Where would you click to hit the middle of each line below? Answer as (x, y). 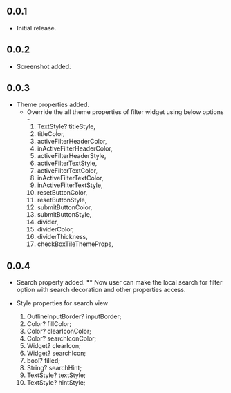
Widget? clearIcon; (54, 346)
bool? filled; (43, 361)
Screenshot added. (44, 66)
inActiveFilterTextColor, (70, 178)
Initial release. (36, 28)
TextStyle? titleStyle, (66, 126)
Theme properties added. (53, 105)
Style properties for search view (62, 303)
